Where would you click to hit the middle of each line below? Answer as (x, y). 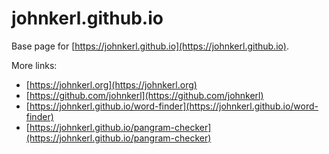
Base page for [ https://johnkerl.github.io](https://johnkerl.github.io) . (150, 46)
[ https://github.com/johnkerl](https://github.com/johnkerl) (144, 95)
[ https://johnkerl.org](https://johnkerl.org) (111, 84)
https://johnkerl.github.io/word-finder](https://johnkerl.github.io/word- (174, 106)
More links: (34, 65)
